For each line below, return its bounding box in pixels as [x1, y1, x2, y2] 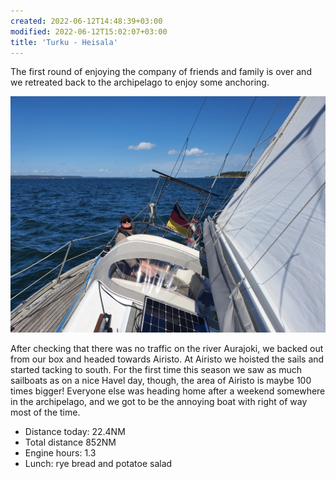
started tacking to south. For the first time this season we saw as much [10, 364, 302, 376]
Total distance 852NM [24, 436, 117, 449]
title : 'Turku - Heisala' [10, 37, 118, 47]
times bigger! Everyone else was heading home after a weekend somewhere [10, 385, 326, 397]
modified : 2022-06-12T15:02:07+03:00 [10, 26, 168, 37]
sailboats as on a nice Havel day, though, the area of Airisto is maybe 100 [10, 375, 312, 387]
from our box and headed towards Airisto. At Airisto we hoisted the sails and [10, 353, 325, 365]
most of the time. [10, 406, 81, 419]
